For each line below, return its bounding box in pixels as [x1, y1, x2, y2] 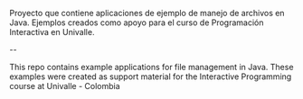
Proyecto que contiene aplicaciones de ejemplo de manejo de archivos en [9, 8, 285, 18]
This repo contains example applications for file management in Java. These [9, 62, 294, 72]
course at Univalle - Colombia [9, 81, 120, 91]
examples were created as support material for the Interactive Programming [9, 71, 292, 82]
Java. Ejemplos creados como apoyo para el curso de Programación [9, 17, 264, 28]
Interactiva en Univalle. [9, 27, 95, 37]
